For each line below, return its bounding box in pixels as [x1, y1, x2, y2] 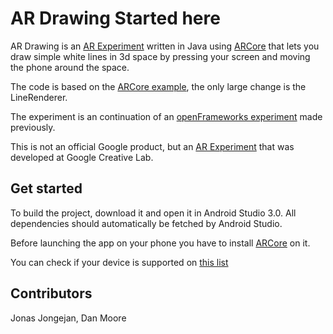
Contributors [10, 285, 93, 302]
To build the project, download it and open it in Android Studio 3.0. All [10, 207, 297, 219]
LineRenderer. [10, 91, 68, 103]
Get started [10, 180, 83, 197]
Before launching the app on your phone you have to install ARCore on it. [10, 237, 311, 249]
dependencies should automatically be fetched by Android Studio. [10, 217, 283, 229]
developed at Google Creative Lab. [10, 151, 154, 163]
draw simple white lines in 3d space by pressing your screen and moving [10, 50, 311, 62]
